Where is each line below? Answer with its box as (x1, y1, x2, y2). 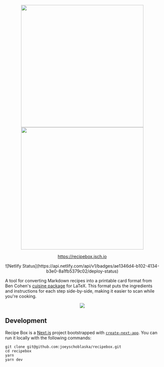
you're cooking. (5, 294, 37, 299)
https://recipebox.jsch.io (57, 253, 107, 259)
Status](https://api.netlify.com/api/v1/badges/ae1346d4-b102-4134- (22, 263, 160, 269)
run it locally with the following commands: (5, 335, 92, 341)
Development (5, 317, 47, 325)
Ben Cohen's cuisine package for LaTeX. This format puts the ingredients (5, 283, 153, 289)
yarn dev (5, 357, 23, 362)
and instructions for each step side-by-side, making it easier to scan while (5, 288, 155, 294)
